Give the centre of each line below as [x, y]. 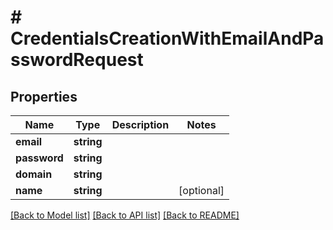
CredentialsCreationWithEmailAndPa [167, 38]
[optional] [201, 190]
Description [140, 124]
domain [34, 174]
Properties [44, 96]
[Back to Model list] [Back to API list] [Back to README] [125, 215]
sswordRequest [77, 60]
